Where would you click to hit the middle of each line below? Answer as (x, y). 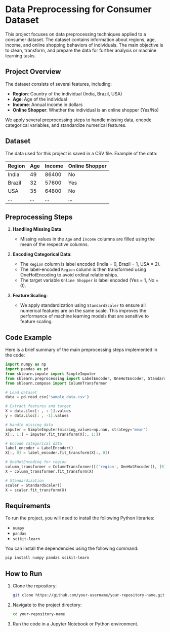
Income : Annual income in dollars (48, 104)
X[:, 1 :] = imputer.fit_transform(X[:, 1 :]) (53, 434)
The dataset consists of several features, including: (59, 84)
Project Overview (33, 72)
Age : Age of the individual (40, 99)
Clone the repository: (35, 586)
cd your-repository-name (39, 614)
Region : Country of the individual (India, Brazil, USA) (67, 94)
